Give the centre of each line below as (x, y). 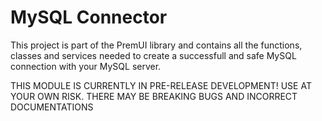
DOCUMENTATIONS (52, 107)
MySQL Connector (89, 17)
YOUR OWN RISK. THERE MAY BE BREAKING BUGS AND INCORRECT (154, 96)
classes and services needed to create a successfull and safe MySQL (153, 55)
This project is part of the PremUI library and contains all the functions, (156, 45)
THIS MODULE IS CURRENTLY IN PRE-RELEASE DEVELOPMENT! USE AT (161, 85)
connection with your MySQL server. (86, 66)
